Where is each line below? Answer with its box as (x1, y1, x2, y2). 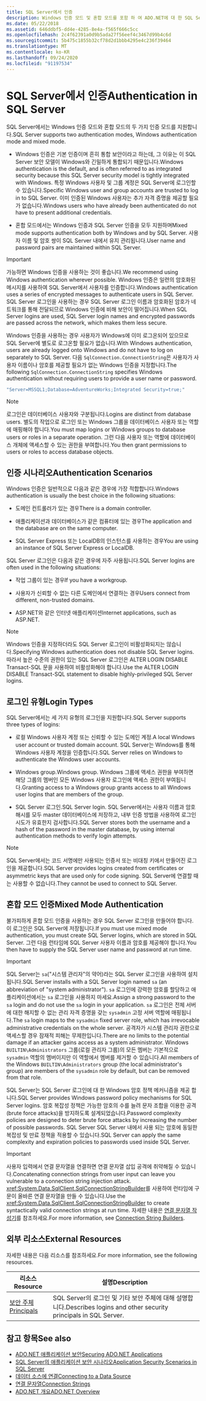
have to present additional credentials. (15, 209, 112, 216)
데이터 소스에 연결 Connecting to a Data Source (15, 1373, 131, 1380)
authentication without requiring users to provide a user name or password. (6, 375, 197, 382)
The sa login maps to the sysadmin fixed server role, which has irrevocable (12, 1016, 200, 1024)
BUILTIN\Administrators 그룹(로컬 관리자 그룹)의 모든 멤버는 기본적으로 (6, 1046, 179, 1053)
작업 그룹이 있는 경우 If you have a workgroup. (15, 576, 128, 584)
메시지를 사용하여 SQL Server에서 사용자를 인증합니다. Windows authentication (6, 284, 198, 291)
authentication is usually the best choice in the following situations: (6, 492, 176, 500)
